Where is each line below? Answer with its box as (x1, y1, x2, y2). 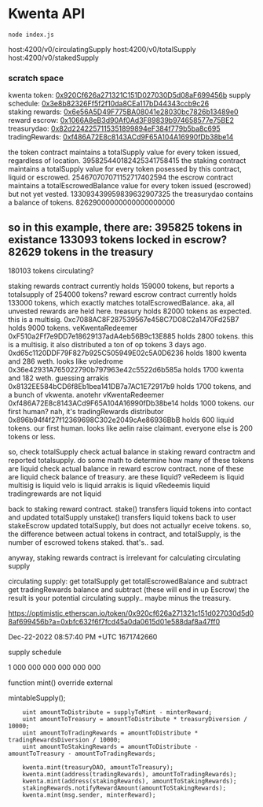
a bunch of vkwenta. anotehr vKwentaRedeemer (8, 391, 165, 400)
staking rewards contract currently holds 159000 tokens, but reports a (8, 281, 235, 291)
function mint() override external (8, 678, 114, 687)
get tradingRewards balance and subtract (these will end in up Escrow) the (8, 585, 250, 594)
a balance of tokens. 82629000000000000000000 (8, 198, 175, 207)
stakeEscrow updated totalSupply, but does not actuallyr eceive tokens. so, (8, 521, 251, 531)
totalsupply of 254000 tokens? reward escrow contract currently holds (8, 290, 237, 299)
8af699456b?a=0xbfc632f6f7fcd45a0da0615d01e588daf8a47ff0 (8, 617, 221, 627)
